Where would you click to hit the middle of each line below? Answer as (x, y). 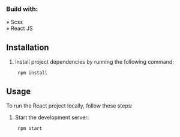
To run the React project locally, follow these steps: (70, 105)
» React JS (19, 28)
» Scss (14, 22)
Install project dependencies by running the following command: (94, 62)
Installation (28, 47)
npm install (33, 73)
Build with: (22, 9)
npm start (30, 128)
